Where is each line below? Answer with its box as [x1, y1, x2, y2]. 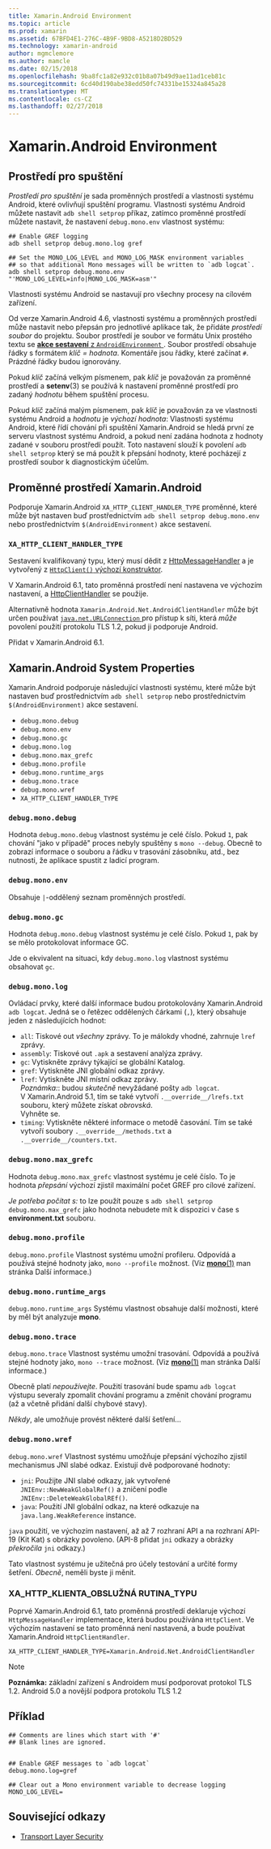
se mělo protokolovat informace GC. [8, 937, 129, 947]
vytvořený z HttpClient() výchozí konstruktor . [8, 564, 163, 574]
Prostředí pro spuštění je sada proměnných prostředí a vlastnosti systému [8, 191, 254, 201]
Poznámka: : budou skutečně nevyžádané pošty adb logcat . [19, 1083, 220, 1093]
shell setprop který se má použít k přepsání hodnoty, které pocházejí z [8, 448, 247, 458]
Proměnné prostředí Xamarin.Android [8, 480, 202, 495]
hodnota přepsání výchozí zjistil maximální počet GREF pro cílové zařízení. [8, 1180, 256, 1190]
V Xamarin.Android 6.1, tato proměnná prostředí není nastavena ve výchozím [8, 581, 263, 590]
